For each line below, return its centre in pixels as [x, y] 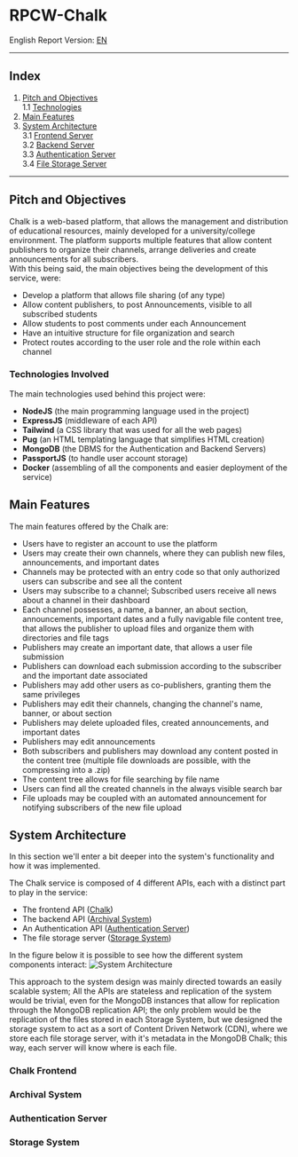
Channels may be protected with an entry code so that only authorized [151, 571]
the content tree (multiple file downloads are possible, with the [136, 760]
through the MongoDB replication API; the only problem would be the [135, 1010]
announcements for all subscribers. [74, 259]
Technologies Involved [59, 374]
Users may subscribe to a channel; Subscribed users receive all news [149, 590]
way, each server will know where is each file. [93, 1048]
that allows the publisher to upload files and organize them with [138, 628]
